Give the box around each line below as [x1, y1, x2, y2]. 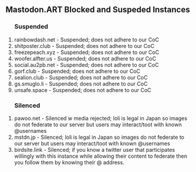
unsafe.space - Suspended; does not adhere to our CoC [14, 86, 152, 94]
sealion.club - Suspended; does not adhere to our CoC [14, 74, 148, 81]
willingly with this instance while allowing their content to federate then [14, 152, 188, 160]
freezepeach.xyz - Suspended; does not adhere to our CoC [14, 49, 159, 56]
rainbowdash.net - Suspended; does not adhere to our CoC [14, 36, 159, 43]
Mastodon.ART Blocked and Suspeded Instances [5, 5, 190, 15]
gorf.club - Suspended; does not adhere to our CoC [14, 68, 140, 75]
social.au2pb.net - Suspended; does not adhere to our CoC [14, 61, 159, 68]
